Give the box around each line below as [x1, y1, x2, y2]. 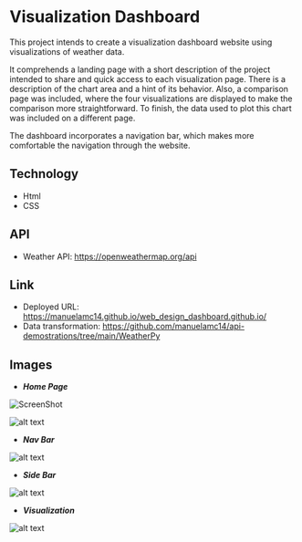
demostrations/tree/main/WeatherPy [22, 330, 161, 341]
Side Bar [22, 470, 57, 481]
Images [9, 357, 53, 372]
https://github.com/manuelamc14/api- [101, 321, 245, 332]
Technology [9, 166, 79, 182]
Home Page [22, 381, 68, 392]
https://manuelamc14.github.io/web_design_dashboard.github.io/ [22, 311, 267, 322]
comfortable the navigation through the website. [9, 140, 191, 151]
